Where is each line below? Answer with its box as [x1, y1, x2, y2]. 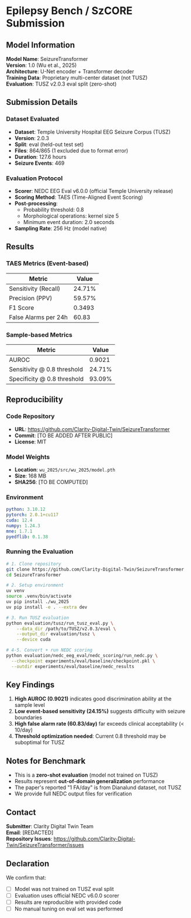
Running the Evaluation [6, 547, 74, 555]
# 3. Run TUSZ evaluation [6, 615, 69, 621]
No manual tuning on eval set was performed [14, 905, 123, 913]
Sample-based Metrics [6, 330, 73, 338]
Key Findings [6, 680, 55, 690]
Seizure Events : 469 [14, 160, 65, 167]
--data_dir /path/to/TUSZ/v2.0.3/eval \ [16, 626, 116, 632]
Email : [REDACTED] [6, 829, 54, 836]
